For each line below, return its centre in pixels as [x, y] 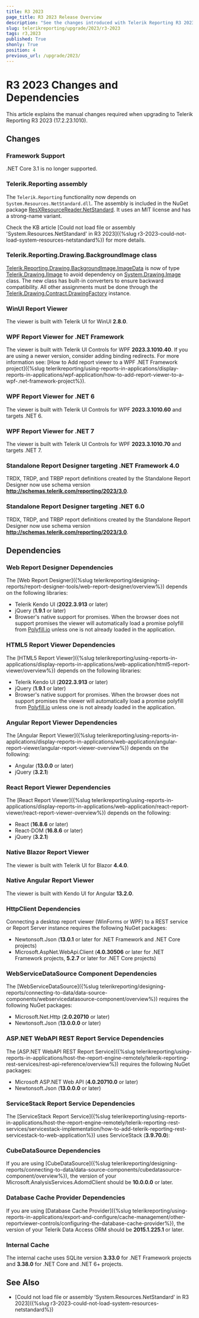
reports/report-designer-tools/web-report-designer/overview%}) [85, 586]
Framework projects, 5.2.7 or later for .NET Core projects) [85, 958]
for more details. [126, 240]
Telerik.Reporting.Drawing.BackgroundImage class [82, 255]
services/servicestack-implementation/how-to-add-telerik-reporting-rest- [97, 1128]
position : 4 [21, 50]
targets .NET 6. [25, 416]
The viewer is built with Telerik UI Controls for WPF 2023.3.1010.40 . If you [97, 349]
